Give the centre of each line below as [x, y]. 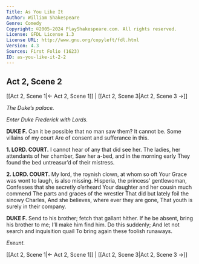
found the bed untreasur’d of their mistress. [60, 163]
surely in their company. [36, 206]
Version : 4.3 [23, 46]
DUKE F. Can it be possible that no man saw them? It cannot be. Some [94, 132]
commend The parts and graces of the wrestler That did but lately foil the [98, 194]
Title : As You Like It [35, 12]
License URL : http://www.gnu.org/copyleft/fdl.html [73, 40]
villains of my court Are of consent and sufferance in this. [78, 138]
